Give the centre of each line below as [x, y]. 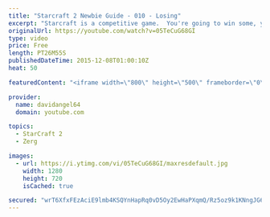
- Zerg [27, 141]
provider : [25, 97]
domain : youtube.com [50, 112]
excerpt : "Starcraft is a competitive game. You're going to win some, [133, 23]
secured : [23, 201]
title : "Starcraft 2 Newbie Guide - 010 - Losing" [95, 16]
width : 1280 [43, 171]
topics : [21, 127]
